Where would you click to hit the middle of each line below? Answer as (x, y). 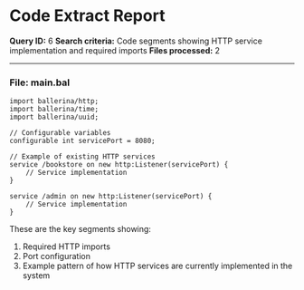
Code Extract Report (87, 16)
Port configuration (56, 256)
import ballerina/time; (54, 110)
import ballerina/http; (54, 101)
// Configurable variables (60, 133)
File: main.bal (40, 82)
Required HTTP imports (66, 246)
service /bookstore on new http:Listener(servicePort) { (119, 165)
